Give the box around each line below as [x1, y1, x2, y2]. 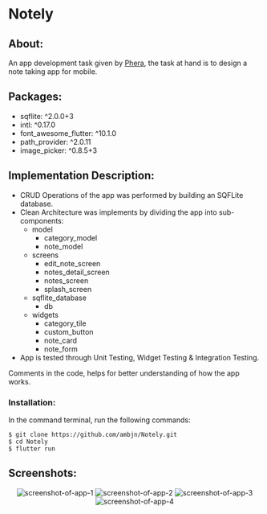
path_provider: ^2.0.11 [19, 137, 91, 146]
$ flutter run [8, 444, 56, 453]
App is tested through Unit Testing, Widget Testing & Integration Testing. [19, 352, 260, 362]
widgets [31, 310, 59, 319]
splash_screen [43, 284, 92, 294]
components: [19, 216, 64, 225]
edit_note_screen [43, 258, 101, 268]
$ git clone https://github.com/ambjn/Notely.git [8, 430, 178, 438]
